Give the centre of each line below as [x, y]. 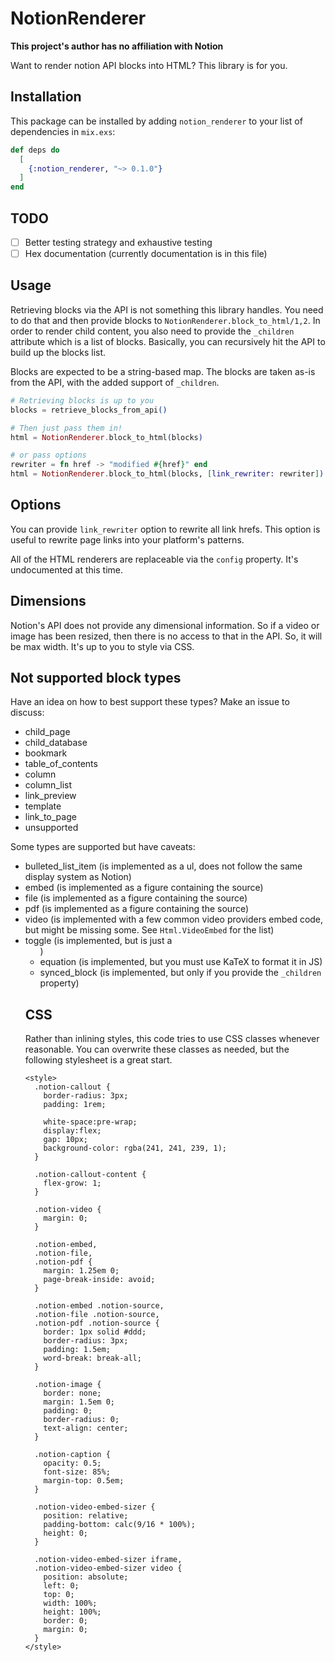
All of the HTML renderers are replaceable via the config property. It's [154, 559]
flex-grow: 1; [72, 1183]
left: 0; [61, 1586]
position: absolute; [86, 1577]
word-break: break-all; [92, 1358]
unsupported [51, 828]
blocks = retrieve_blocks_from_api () [89, 410]
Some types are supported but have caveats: [103, 847]
